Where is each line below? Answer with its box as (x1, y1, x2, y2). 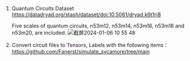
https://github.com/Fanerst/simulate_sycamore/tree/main (11, 48, 150, 55)
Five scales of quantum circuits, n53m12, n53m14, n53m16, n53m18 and (11, 23, 185, 29)
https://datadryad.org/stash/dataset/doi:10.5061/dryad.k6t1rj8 (11, 11, 161, 18)
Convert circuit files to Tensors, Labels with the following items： (11, 42, 169, 48)
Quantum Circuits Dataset (11, 5, 74, 12)
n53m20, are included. (11, 29, 66, 36)
